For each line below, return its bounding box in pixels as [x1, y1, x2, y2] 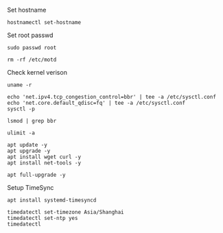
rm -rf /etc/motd [7, 56, 57, 63]
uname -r [7, 82, 32, 88]
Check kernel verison [7, 69, 67, 76]
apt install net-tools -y [7, 160, 81, 167]
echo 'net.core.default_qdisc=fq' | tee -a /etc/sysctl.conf [7, 99, 186, 106]
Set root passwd [7, 31, 54, 39]
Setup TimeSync [7, 184, 54, 191]
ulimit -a [7, 130, 36, 136]
